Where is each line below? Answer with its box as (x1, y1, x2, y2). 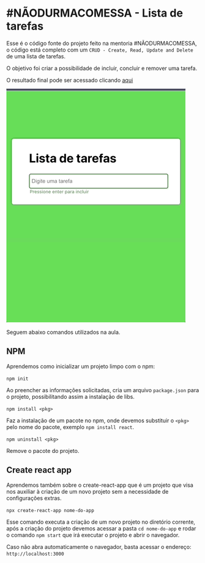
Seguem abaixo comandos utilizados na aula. (6, 328, 121, 336)
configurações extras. (6, 494, 62, 502)
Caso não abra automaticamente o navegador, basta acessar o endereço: (6, 543, 192, 550)
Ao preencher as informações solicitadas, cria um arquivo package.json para (6, 386, 199, 393)
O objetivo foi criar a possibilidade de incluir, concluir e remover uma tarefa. (6, 65, 198, 72)
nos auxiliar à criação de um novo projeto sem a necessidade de (6, 487, 169, 495)
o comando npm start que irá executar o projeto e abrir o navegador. (6, 531, 180, 538)
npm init (6, 376, 29, 382)
